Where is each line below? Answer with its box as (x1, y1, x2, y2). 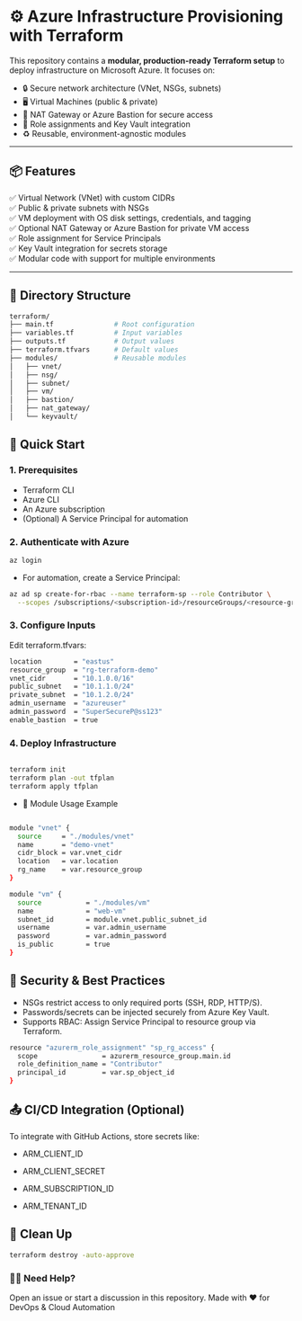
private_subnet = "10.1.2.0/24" (9, 691, 135, 700)
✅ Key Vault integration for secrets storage (9, 243, 168, 254)
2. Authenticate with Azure (9, 535, 130, 548)
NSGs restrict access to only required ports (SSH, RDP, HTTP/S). (22, 996, 262, 1008)
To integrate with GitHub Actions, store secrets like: (9, 1130, 200, 1141)
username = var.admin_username (17, 924, 167, 933)
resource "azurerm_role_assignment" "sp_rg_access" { (9, 1043, 216, 1052)
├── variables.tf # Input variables (9, 328, 182, 338)
